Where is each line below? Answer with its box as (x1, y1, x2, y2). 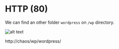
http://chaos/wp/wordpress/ (5, 38, 61, 44)
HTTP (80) (5, 3, 48, 15)
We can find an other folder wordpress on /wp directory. (5, 19, 115, 25)
